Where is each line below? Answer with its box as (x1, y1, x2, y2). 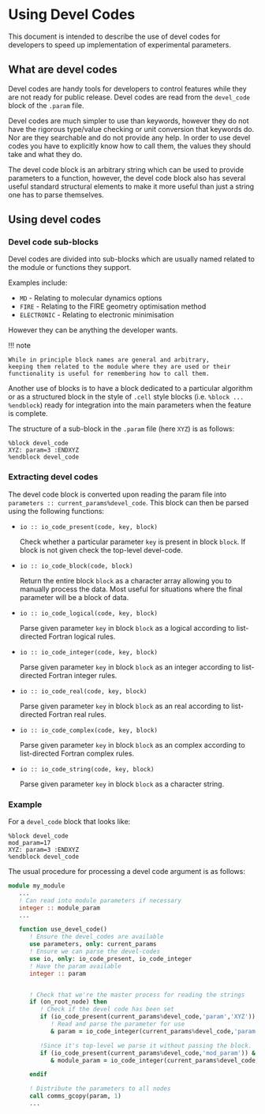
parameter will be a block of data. (19, 592, 129, 602)
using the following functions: (8, 506, 105, 516)
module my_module (8, 882, 65, 890)
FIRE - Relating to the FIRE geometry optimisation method (19, 302, 207, 311)
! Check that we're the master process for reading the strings (28, 991, 245, 999)
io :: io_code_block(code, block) (19, 562, 133, 570)
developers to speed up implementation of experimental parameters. (8, 39, 231, 49)
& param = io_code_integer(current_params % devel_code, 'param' (50, 1027, 259, 1035)
